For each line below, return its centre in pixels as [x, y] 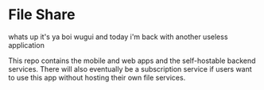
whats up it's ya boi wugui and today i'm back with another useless [118, 37]
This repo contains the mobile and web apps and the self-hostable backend [132, 61]
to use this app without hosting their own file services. [97, 77]
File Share [42, 15]
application [27, 45]
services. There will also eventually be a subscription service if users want [130, 68]
